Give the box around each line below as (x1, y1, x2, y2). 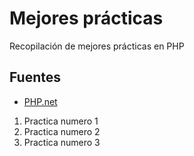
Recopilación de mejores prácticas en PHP (9, 40, 185, 52)
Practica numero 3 (23, 136, 101, 148)
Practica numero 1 (23, 115, 99, 127)
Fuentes (9, 69, 62, 86)
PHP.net (23, 95, 58, 107)
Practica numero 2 (23, 125, 101, 137)
